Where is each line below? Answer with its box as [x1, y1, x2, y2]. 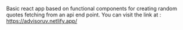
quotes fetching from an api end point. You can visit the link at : [6, 11, 162, 18]
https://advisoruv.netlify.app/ [6, 18, 77, 24]
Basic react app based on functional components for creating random [6, 5, 178, 12]
